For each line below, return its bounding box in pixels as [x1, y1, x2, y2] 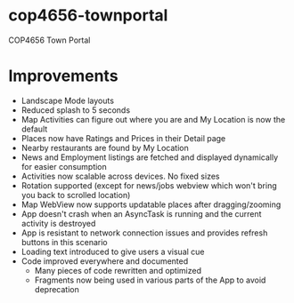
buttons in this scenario [20, 236, 108, 247]
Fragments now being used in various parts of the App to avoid [34, 275, 266, 285]
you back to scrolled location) [20, 189, 131, 200]
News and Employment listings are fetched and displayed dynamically [20, 152, 279, 163]
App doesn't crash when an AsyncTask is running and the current [20, 208, 262, 219]
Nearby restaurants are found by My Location [20, 142, 189, 153]
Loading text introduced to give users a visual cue [20, 246, 206, 257]
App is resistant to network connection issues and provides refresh [20, 227, 268, 238]
